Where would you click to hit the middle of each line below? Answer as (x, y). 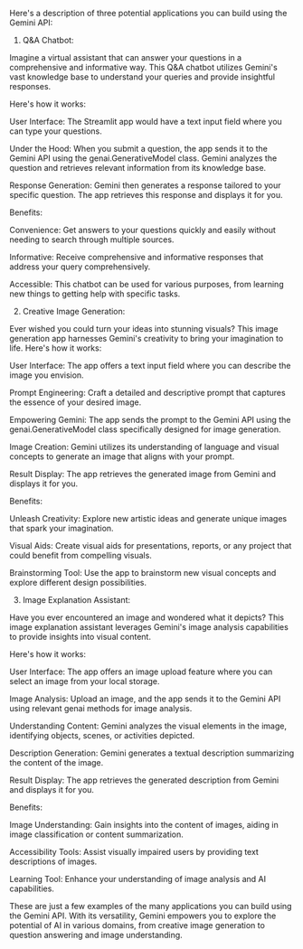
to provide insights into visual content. (80, 637)
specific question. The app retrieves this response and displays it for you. (146, 195)
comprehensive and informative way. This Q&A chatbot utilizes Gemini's (143, 67)
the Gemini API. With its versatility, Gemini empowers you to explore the (143, 916)
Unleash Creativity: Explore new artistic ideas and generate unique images (148, 518)
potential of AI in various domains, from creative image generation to (137, 925)
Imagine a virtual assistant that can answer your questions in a (126, 57)
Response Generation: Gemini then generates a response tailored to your (146, 185)
